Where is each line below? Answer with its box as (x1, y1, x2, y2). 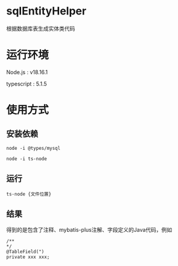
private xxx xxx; (6, 254, 50, 260)
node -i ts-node (6, 155, 47, 162)
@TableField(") (6, 249, 45, 255)
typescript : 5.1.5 (6, 80, 47, 87)
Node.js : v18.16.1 (6, 68, 48, 76)
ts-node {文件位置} (6, 191, 52, 197)
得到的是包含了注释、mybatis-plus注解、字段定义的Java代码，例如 (6, 226, 173, 233)
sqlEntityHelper (6, 4, 86, 18)
